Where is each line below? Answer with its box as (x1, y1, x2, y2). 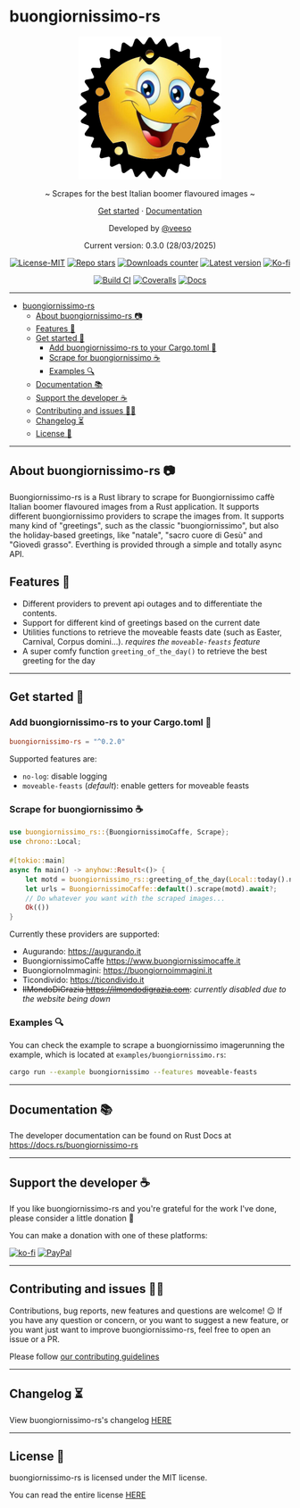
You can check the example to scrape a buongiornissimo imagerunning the (9, 1040, 286, 1051)
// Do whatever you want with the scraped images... (25, 894, 226, 903)
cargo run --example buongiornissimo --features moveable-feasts (9, 1068, 257, 1077)
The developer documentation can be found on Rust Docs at (9, 1130, 232, 1141)
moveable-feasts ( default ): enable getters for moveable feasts (21, 780, 250, 791)
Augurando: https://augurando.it (21, 946, 141, 957)
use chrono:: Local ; (9, 837, 82, 846)
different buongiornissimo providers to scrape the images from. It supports (9, 511, 285, 521)
